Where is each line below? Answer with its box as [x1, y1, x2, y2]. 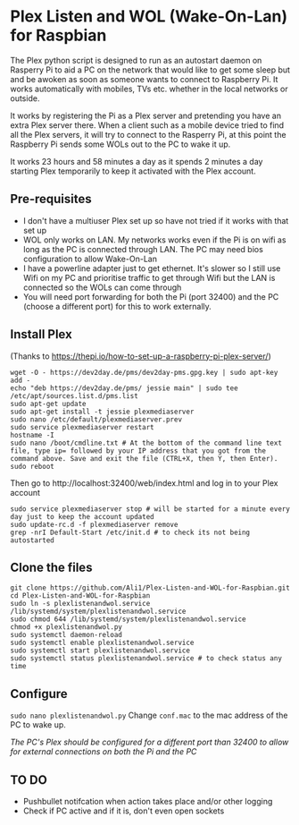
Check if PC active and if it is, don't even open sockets [22, 805, 225, 816]
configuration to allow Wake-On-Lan [22, 253, 157, 264]
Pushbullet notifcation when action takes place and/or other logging [22, 796, 273, 806]
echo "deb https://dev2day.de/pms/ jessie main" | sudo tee [10, 383, 239, 393]
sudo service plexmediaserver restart [10, 422, 154, 431]
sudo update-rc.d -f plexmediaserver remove [10, 520, 179, 529]
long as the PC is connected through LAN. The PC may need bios [22, 243, 264, 254]
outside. [10, 92, 40, 104]
